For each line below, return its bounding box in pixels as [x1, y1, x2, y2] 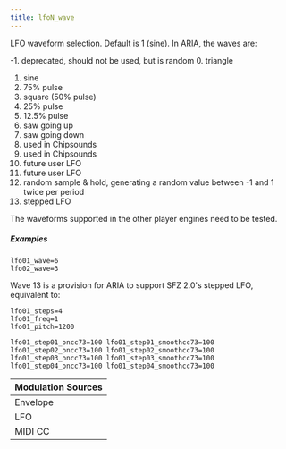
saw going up [22, 120, 74, 131]
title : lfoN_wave [10, 13, 75, 22]
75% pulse [22, 81, 63, 92]
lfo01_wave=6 [10, 256, 59, 265]
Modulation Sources [14, 381, 103, 394]
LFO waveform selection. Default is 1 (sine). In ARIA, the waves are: [10, 38, 257, 48]
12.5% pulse [22, 110, 69, 121]
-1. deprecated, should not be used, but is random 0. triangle [10, 55, 233, 65]
